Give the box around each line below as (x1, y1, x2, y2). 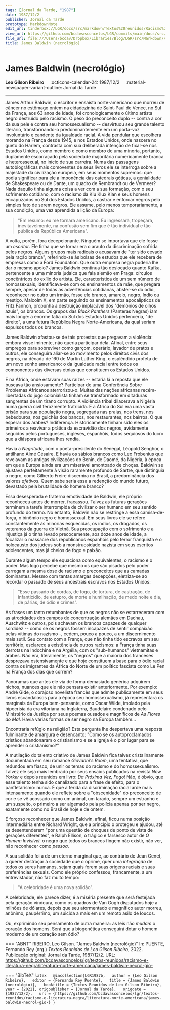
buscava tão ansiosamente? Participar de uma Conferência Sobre (5, 382, 142, 388)
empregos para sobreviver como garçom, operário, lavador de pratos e (5, 345, 153, 351)
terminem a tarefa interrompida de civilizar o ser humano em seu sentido (5, 504, 157, 510)
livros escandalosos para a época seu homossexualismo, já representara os (5, 694, 163, 700)
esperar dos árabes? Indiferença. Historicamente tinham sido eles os (5, 419, 149, 425)
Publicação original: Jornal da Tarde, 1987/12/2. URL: (5, 952, 116, 958)
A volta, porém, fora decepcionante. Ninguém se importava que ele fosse (5, 237, 158, 244)
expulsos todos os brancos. (5, 324, 63, 330)
